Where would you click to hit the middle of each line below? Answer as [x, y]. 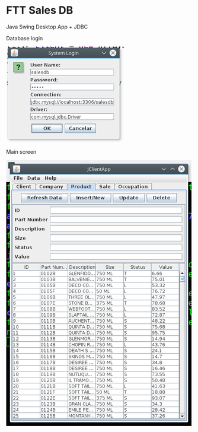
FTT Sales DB [40, 10]
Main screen [21, 151]
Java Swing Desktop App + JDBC [47, 27]
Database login [25, 38]
